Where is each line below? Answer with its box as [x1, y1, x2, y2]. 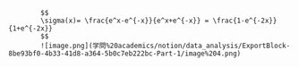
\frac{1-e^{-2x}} [212, 16, 278, 25]
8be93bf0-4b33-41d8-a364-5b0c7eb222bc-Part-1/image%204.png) [8, 49, 242, 58]
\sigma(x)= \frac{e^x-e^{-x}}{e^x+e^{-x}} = [40, 16, 209, 25]
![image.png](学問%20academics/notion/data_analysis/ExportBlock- [40, 41, 291, 50]
